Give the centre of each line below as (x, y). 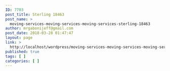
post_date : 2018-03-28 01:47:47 (39, 33)
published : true (22, 51)
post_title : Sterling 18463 (35, 14)
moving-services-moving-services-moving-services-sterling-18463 (80, 24)
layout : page (19, 38)
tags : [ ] (16, 56)
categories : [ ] (22, 61)
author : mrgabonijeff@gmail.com (39, 28)
